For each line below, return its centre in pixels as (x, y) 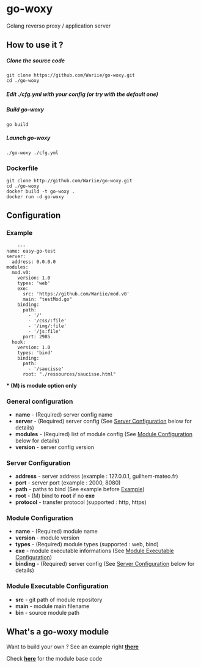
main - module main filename (52, 606)
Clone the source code (36, 61)
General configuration (40, 401)
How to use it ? (35, 45)
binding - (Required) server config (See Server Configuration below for (105, 564)
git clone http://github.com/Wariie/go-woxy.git (69, 180)
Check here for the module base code (54, 658)
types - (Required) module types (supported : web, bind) (87, 544)
